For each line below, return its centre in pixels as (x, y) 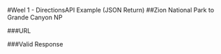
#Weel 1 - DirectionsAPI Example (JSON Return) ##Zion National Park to (111, 10)
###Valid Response (35, 44)
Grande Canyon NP (35, 17)
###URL (19, 31)
